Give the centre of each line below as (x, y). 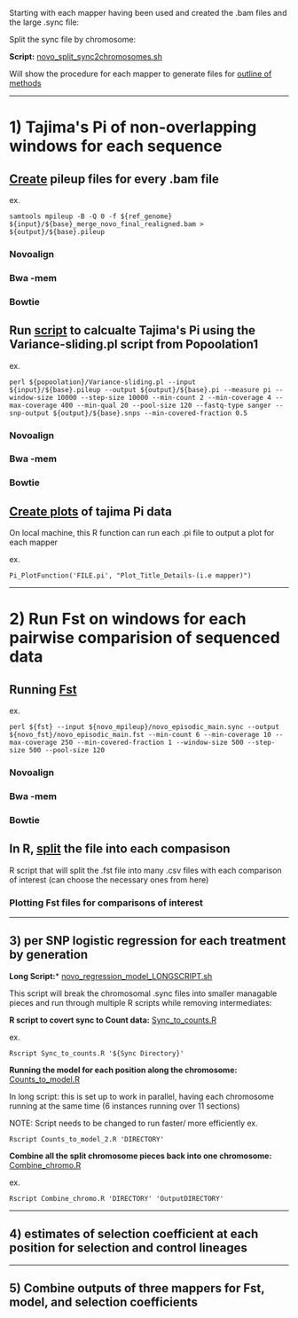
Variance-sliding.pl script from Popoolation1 (134, 345)
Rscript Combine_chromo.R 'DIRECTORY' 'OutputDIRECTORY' (117, 1198)
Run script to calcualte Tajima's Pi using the (132, 330)
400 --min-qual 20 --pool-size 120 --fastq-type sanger (166, 405)
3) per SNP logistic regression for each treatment (148, 941)
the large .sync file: (44, 22)
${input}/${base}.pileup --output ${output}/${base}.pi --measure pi (141, 389)
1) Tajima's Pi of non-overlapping (133, 127)
